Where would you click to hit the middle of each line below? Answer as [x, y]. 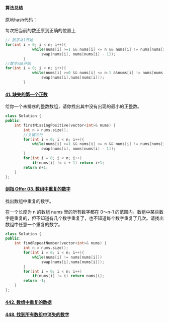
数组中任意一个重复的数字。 [34, 224]
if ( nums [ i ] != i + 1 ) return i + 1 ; [68, 163]
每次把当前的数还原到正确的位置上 [40, 31]
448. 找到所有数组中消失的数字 [37, 314]
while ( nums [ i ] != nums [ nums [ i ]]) [67, 257]
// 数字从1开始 [19, 40]
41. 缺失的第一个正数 [26, 94]
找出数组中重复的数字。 [29, 201]
